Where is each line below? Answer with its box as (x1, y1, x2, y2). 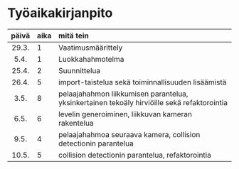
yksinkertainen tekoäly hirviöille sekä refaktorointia (58, 97, 228, 107)
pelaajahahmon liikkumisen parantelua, (58, 89, 188, 99)
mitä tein (58, 31, 89, 40)
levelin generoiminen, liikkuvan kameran (58, 109, 192, 119)
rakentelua (58, 118, 94, 128)
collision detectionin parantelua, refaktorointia (58, 150, 211, 160)
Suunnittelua (58, 65, 101, 75)
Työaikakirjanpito (7, 5, 113, 21)
